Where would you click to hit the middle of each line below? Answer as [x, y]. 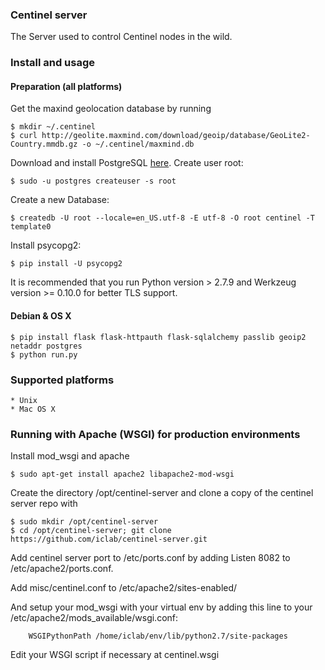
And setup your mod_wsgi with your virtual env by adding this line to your [161, 607]
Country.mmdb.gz [44, 144]
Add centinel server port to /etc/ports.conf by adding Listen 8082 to [150, 558]
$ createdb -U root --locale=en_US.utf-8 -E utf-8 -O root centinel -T [162, 218]
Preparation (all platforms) [66, 86]
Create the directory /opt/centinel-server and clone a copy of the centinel [162, 493]
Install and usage [53, 63]
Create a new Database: [60, 200]
